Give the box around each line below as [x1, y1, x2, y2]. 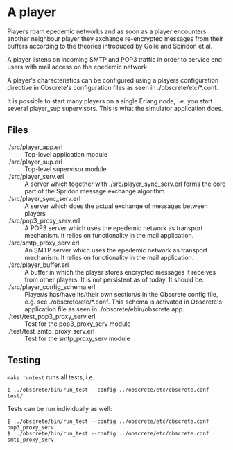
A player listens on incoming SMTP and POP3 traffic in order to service [7, 55, 210, 63]
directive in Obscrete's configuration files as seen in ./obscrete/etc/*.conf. [7, 83, 218, 92]
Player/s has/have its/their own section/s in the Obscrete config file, [24, 290, 218, 298]
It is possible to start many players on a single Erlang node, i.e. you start [7, 96, 213, 105]
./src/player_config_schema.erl [7, 282, 96, 291]
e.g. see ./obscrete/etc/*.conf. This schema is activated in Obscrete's [24, 297, 223, 306]
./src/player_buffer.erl [7, 261, 69, 269]
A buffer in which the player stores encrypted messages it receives [24, 268, 216, 276]
